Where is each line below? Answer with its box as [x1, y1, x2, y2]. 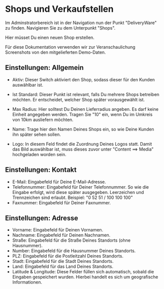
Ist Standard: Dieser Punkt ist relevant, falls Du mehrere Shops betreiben [12, 91, 160, 97]
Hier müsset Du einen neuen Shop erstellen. [5, 34, 95, 40]
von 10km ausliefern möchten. [12, 117, 74, 123]
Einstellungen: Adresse [5, 214, 78, 222]
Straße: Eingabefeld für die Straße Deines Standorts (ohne [12, 237, 131, 243]
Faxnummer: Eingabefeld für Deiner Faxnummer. [12, 199, 111, 205]
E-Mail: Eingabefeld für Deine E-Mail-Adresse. [12, 179, 106, 185]
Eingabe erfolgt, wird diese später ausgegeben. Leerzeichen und [12, 189, 144, 195]
